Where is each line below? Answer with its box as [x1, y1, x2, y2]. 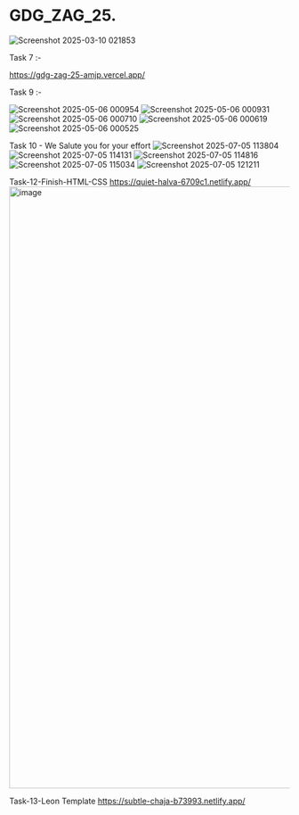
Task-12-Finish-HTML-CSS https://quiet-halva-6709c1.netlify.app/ [9, 176, 252, 187]
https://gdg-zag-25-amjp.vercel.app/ [9, 69, 145, 80]
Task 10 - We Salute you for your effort [9, 140, 151, 151]
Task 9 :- [9, 86, 42, 97]
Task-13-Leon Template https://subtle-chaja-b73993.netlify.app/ [9, 795, 246, 806]
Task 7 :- [9, 52, 42, 62]
